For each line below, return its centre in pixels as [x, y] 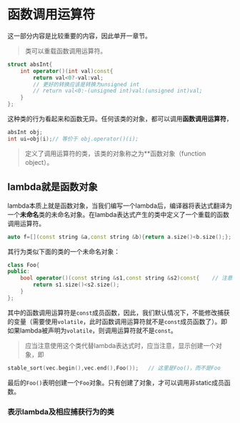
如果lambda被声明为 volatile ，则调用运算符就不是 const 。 [92, 330]
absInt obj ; [25, 133]
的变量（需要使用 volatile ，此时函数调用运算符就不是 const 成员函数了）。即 [117, 321]
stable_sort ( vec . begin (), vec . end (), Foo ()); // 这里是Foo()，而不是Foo [114, 368]
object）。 [39, 162]
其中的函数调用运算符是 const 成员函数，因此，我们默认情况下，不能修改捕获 [119, 312]
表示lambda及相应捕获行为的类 [61, 412]
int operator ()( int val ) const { [67, 71]
